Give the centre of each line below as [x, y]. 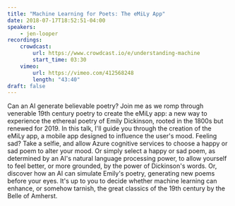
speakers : [22, 27]
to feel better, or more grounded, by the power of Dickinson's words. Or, [112, 166]
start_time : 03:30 [60, 60]
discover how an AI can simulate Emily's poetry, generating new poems [111, 174]
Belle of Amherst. [32, 196]
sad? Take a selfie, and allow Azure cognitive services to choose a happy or [117, 144]
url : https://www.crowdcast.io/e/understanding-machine [116, 54]
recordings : [25, 40]
